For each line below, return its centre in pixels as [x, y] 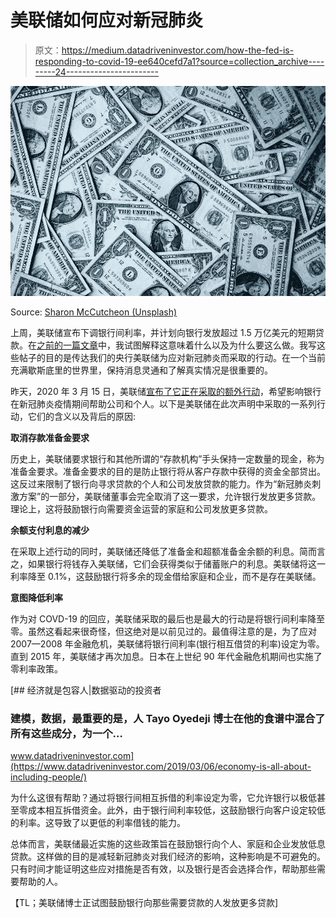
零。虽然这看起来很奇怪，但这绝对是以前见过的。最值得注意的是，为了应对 [163, 632]
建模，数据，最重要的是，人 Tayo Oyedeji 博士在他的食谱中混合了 [168, 719]
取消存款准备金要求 [50, 438]
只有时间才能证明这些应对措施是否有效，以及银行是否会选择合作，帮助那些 [163, 869]
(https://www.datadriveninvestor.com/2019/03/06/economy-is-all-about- [161, 767]
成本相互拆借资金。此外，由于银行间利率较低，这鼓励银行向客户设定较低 [176, 810]
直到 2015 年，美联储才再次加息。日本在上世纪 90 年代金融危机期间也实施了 [166, 657]
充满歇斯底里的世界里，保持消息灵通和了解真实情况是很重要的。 [141, 370]
